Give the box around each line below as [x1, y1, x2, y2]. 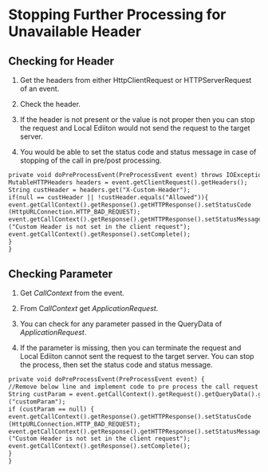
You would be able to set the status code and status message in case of [19, 147, 257, 156]
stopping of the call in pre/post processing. [19, 155, 162, 165]
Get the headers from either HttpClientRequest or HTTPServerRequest [19, 76, 252, 85]
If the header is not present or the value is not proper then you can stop [19, 115, 255, 124]
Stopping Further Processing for [8, 6, 227, 24]
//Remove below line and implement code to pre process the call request [8, 383, 259, 391]
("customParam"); [8, 398, 66, 406]
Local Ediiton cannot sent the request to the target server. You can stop [19, 352, 254, 361]
